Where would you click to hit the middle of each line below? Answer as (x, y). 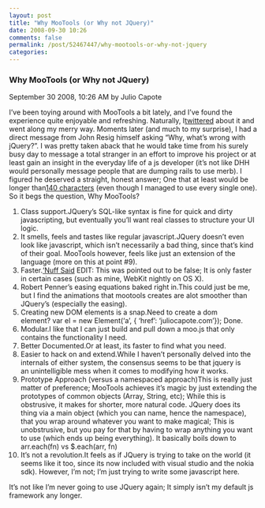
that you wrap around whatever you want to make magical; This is (127, 421)
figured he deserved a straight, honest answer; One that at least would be (129, 179)
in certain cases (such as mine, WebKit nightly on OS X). (112, 279)
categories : (28, 52)
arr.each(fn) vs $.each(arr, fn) (69, 446)
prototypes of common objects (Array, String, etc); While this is (123, 397)
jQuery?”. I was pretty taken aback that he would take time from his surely (129, 146)
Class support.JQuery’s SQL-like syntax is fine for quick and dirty (127, 212)
